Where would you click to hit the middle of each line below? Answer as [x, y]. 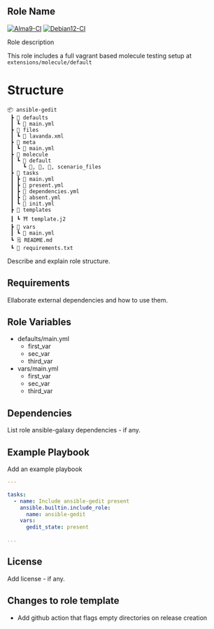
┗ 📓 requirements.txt [42, 248]
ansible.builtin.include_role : [65, 508]
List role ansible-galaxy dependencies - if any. [74, 430]
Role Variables [39, 322]
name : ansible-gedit [56, 514]
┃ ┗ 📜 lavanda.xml [37, 136]
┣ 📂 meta [23, 142]
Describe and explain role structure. [59, 261]
